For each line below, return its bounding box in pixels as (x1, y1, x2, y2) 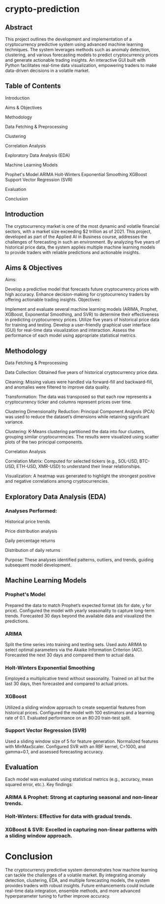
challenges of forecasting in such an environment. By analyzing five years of (5, 239, 160, 245)
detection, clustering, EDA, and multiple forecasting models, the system (5, 877, 150, 883)
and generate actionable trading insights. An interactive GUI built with (5, 57, 146, 63)
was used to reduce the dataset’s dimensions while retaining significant (5, 414, 150, 420)
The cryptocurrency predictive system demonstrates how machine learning (5, 867, 158, 873)
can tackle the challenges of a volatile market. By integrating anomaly (5, 872, 146, 878)
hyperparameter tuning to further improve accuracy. (5, 893, 110, 899)
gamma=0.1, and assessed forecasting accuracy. (5, 749, 104, 755)
